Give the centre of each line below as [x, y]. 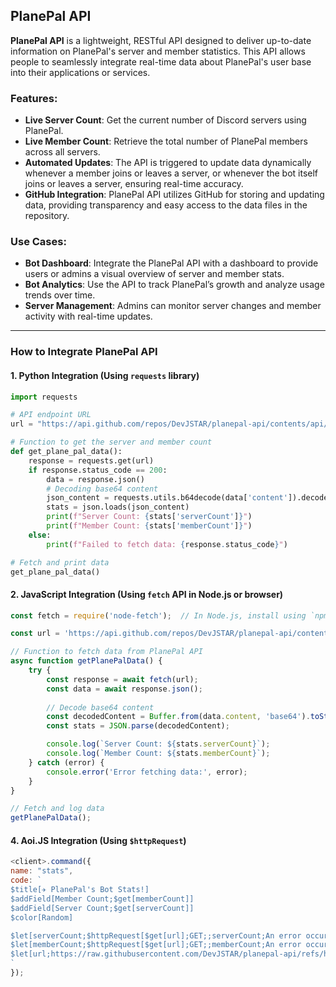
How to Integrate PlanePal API [84, 352]
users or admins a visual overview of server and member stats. [154, 274]
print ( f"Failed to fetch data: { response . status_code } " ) [167, 544]
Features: [34, 98]
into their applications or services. [80, 72]
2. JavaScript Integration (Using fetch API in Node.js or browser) [147, 594]
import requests [44, 397]
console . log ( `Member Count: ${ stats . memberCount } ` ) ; [158, 754]
